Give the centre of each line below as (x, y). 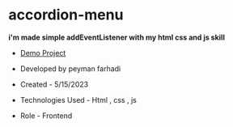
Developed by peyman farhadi (70, 68)
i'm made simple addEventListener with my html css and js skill (116, 37)
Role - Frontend (46, 116)
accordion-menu (66, 15)
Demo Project (43, 53)
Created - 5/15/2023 (54, 84)
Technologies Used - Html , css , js (78, 99)
